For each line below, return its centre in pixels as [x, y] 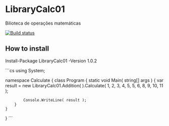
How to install [27, 49]
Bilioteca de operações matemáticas [43, 23]
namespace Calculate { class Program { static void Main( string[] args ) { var [84, 80]
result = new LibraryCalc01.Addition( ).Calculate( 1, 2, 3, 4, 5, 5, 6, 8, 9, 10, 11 [84, 85]
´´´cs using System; [25, 70]
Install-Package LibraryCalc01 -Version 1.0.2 [51, 61]
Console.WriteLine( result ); [55, 100]
